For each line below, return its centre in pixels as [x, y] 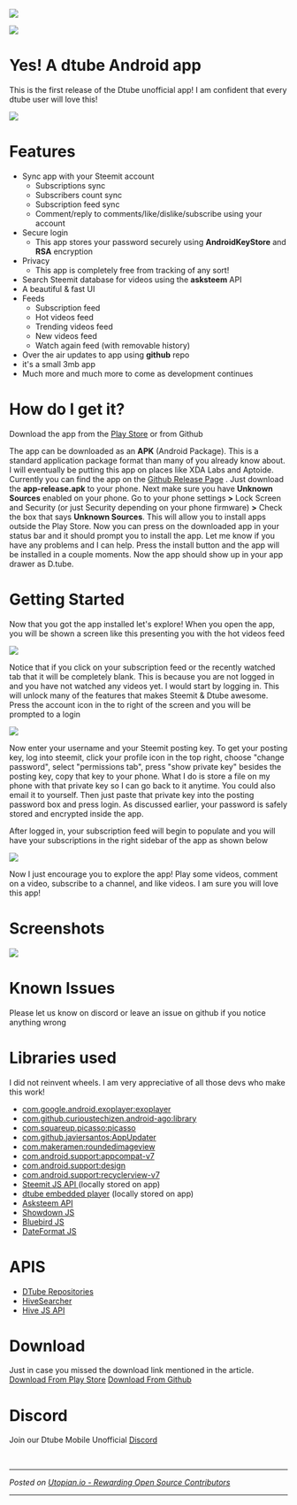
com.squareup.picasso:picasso [79, 1127]
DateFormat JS [49, 1231]
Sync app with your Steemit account [88, 176]
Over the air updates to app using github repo [106, 355]
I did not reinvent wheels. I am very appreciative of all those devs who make [147, 1082]
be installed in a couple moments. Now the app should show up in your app [146, 554]
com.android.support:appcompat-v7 [88, 1156]
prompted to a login [45, 714]
